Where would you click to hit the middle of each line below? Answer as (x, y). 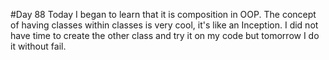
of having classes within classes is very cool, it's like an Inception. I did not (164, 25)
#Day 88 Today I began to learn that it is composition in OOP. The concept (163, 14)
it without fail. (38, 46)
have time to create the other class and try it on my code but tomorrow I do (165, 35)
